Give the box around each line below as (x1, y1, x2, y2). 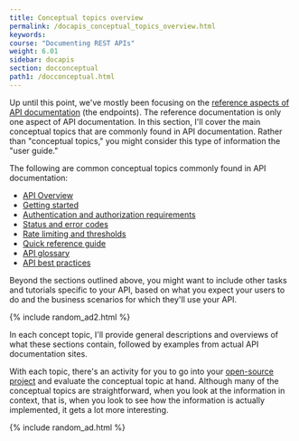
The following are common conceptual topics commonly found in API (9, 162, 266, 173)
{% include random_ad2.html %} (9, 312, 131, 322)
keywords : (9, 30, 47, 39)
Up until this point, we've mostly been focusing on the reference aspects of (9, 97, 290, 108)
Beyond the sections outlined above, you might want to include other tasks (9, 274, 287, 285)
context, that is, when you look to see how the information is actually (9, 395, 265, 406)
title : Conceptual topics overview (9, 13, 144, 23)
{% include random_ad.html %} (9, 422, 126, 433)
